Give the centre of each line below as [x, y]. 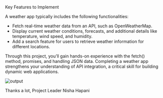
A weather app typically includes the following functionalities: [67, 16]
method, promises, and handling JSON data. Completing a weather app [77, 61]
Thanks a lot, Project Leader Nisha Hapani [47, 90]
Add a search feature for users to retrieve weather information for [78, 41]
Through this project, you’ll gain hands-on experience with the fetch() [75, 56]
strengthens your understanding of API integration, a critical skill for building [82, 66]
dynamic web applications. [32, 72]
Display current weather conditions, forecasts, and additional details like [85, 31]
